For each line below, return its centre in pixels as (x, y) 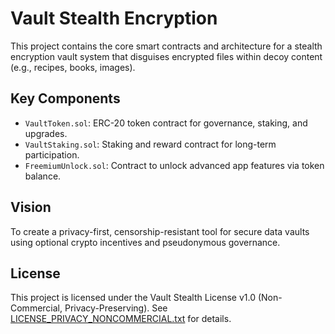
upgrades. (46, 133)
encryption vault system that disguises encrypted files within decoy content (166, 56)
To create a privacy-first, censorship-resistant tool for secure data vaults (160, 231)
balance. (43, 176)
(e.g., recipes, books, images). (73, 67)
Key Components (65, 98)
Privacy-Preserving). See (116, 308)
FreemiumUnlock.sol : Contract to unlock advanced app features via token (174, 165)
